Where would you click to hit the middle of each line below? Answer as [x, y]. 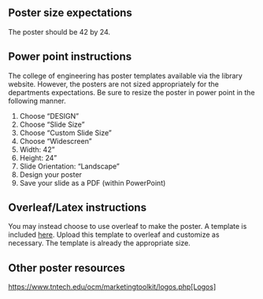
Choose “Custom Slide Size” [66, 132]
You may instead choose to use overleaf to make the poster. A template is [128, 227]
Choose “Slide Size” [52, 124]
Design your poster [51, 174]
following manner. [37, 101]
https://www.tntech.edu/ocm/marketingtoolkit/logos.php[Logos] [112, 287]
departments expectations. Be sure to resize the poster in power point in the [131, 92]
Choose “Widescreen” [56, 141]
